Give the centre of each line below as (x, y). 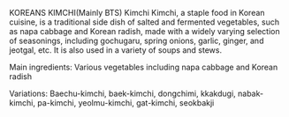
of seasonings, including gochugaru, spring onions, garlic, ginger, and (137, 40)
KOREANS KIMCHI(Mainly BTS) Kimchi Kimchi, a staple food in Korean (137, 13)
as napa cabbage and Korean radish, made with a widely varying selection (144, 31)
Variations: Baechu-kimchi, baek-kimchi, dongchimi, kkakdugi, (122, 93)
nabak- (250, 93)
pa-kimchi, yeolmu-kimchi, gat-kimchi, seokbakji (125, 103)
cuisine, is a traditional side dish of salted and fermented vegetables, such (144, 22)
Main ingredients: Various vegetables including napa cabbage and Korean (144, 67)
